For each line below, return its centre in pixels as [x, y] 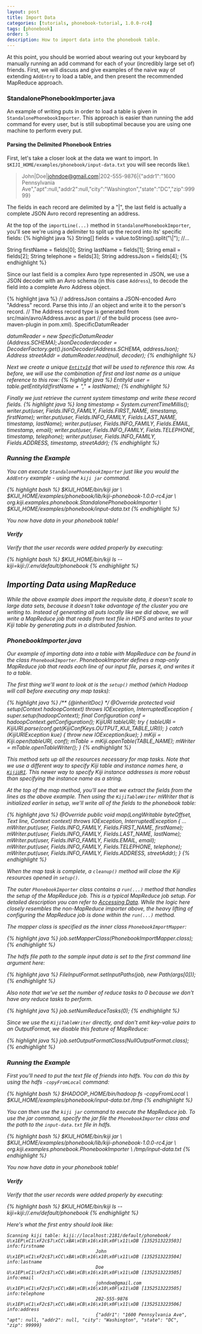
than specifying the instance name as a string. [65, 778]
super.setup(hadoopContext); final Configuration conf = [76, 716]
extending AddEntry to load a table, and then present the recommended [95, 76]
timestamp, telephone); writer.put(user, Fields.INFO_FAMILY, [81, 436]
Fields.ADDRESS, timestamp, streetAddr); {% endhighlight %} [83, 443]
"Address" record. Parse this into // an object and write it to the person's [96, 305]
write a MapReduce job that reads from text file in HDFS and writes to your [100, 618]
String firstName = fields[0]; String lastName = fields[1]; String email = [94, 249]
